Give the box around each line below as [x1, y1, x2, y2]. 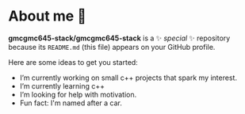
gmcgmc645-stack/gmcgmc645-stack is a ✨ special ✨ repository [8, 33, 231, 43]
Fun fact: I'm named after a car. [19, 98, 123, 108]
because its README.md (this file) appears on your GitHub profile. [8, 42, 216, 51]
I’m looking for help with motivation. [19, 89, 137, 99]
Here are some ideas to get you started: [8, 57, 139, 66]
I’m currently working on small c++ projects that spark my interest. [19, 73, 238, 82]
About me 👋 [8, 7, 87, 25]
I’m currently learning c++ [19, 81, 105, 90]
